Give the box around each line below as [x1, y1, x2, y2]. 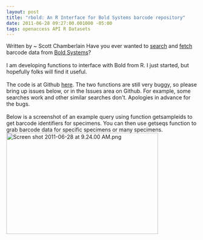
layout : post [6, 8, 39, 15]
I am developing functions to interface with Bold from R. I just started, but [6, 62, 189, 69]
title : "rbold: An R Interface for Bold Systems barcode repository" [6, 15, 186, 21]
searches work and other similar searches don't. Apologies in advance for [6, 94, 191, 101]
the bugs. [6, 101, 30, 108]
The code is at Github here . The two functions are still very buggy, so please [6, 81, 197, 88]
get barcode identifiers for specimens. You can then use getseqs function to [6, 119, 197, 127]
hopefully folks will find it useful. [6, 68, 87, 76]
